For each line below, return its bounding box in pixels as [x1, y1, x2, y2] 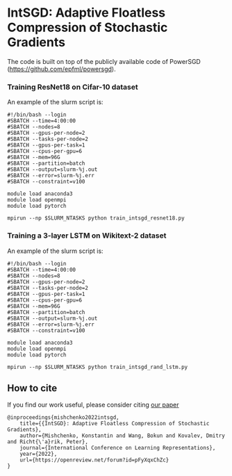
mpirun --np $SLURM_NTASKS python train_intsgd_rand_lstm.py [7, 363, 188, 370]
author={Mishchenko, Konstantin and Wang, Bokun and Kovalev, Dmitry [19, 432, 226, 439]
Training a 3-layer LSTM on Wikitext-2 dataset [7, 231, 167, 240]
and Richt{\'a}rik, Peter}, [7, 438, 89, 445]
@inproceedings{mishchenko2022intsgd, [7, 414, 119, 421]
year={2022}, [19, 450, 58, 458]
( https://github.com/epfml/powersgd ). [7, 65, 116, 73]
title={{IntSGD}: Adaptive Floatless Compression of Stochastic [19, 420, 210, 427]
